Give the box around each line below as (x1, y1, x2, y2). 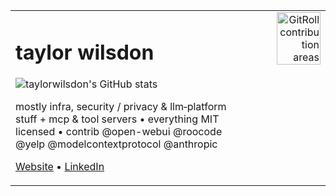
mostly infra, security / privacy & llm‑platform (15, 100, 227, 114)
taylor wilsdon (15, 39, 155, 65)
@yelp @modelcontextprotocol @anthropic (15, 137, 218, 151)
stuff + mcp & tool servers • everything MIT (15, 112, 220, 126)
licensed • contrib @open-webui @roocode (15, 125, 223, 139)
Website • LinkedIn (15, 160, 105, 174)
